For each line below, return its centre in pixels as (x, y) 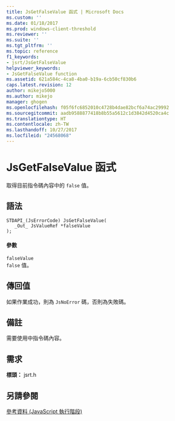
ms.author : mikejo (29, 96)
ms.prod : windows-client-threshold (51, 29)
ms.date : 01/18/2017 (32, 23)
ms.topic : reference (32, 51)
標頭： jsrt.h (21, 375)
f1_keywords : (23, 57)
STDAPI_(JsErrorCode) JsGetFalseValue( (57, 220)
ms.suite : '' (23, 40)
